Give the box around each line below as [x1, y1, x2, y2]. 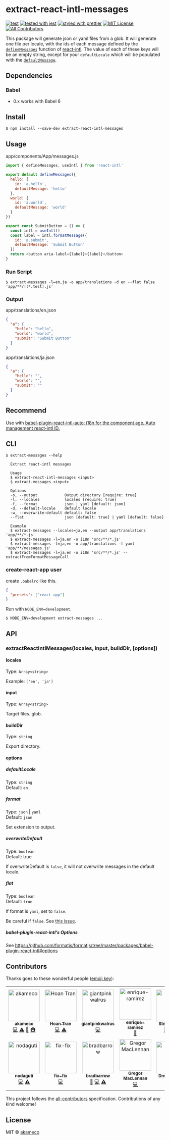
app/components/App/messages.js [6, 153, 79, 160]
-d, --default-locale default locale [10, 506, 96, 511]
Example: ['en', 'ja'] [6, 678, 53, 684]
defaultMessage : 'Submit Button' [15, 242, 85, 247]
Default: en [6, 784, 28, 791]
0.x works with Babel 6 [13, 98, 61, 104]
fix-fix [53, 1073, 68, 1079]
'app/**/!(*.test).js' [6, 284, 53, 289]
